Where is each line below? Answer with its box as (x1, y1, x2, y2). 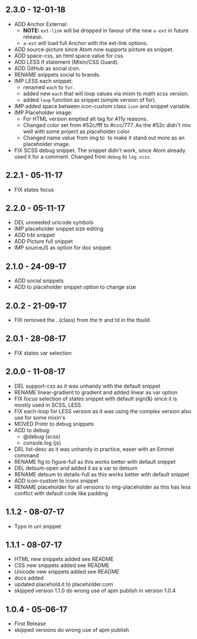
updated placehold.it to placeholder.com (14, 581, 113, 588)
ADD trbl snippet (14, 232, 55, 239)
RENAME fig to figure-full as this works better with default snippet (14, 458, 176, 465)
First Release (14, 620, 46, 627)
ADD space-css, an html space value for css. (14, 52, 125, 59)
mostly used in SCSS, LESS (14, 401, 81, 409)
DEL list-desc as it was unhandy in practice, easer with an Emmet (14, 445, 174, 453)
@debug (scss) (23, 433, 61, 440)
